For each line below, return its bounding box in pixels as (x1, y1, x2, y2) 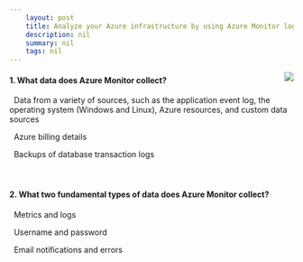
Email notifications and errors (13, 244, 124, 255)
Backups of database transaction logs (13, 149, 155, 160)
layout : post (25, 13, 75, 23)
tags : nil (25, 47, 63, 56)
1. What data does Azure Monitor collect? (9, 74, 167, 86)
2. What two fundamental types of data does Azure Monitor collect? (9, 189, 270, 200)
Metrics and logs (13, 209, 77, 220)
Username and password (13, 227, 108, 238)
